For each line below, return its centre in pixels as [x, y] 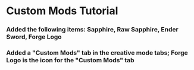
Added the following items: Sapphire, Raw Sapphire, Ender [92, 30]
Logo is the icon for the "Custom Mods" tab [71, 61]
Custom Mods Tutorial [62, 11]
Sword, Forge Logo [34, 37]
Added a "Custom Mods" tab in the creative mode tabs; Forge [97, 53]
